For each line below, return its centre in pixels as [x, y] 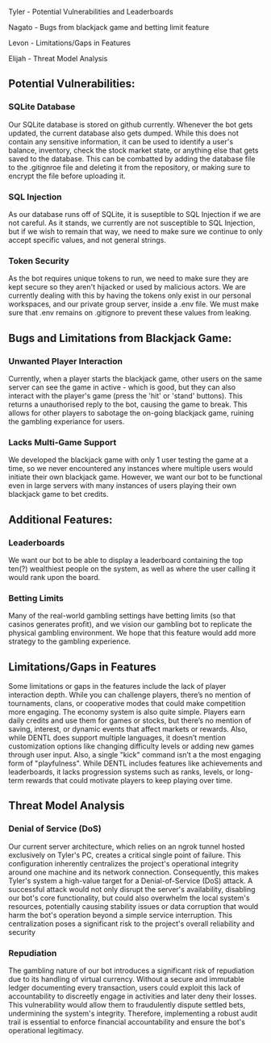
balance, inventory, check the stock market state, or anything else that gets [133, 150]
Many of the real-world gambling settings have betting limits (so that [122, 615]
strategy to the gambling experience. [70, 641]
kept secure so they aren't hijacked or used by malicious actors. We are [127, 287]
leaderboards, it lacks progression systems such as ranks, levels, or [121, 772]
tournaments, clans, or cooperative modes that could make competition [127, 703]
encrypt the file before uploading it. [67, 176]
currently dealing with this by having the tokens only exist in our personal [130, 296]
